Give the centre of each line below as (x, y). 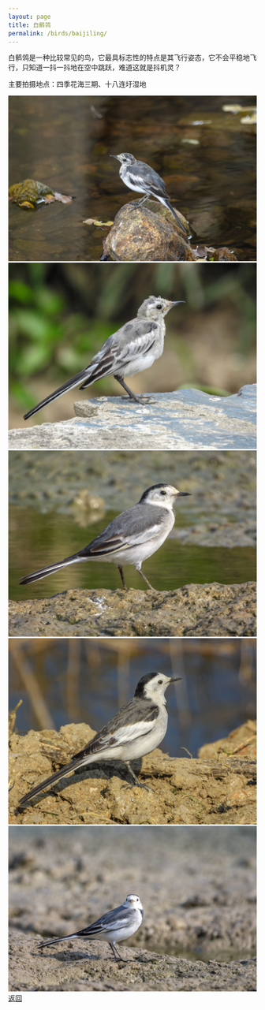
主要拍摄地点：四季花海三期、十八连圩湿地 (77, 84)
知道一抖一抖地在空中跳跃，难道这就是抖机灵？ (105, 68)
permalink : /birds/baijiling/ (58, 33)
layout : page (30, 17)
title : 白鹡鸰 (30, 25)
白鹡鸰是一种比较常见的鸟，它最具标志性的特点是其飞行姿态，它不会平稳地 (129, 58)
